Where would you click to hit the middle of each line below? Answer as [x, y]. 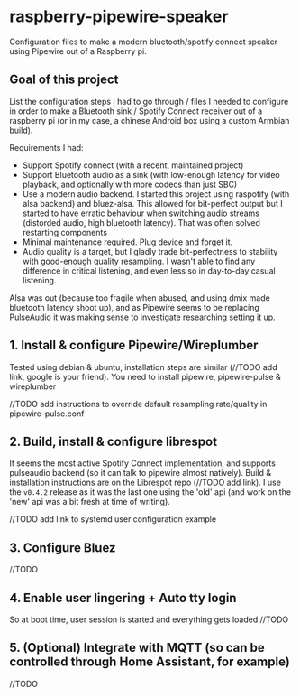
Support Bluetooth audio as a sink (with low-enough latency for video [151, 174]
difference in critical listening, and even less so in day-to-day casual [149, 270]
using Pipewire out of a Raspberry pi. [78, 51]
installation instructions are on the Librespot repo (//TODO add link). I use [145, 483]
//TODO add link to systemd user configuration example [113, 519]
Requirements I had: [46, 147]
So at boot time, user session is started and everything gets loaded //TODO [149, 619]
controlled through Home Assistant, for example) [150, 662]
